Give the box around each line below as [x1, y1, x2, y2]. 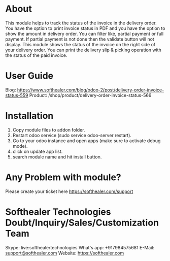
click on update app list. [12, 148, 63, 154]
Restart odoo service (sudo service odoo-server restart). [12, 132, 132, 138]
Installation [5, 110, 54, 122]
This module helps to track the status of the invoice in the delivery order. [5, 20, 157, 26]
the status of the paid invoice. [5, 52, 67, 58]
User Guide [5, 70, 54, 82]
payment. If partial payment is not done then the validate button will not [5, 36, 155, 42]
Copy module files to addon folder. [12, 126, 85, 133]
